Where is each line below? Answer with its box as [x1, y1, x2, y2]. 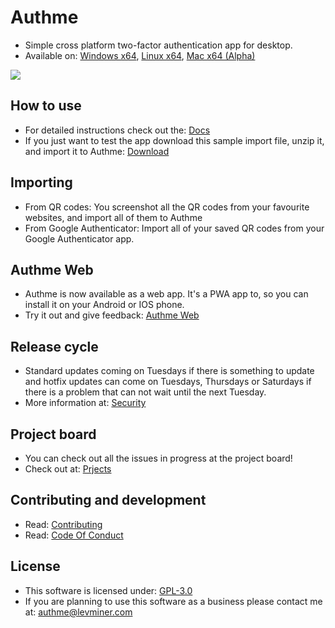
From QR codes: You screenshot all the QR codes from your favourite [24, 201, 310, 213]
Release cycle [10, 338, 99, 355]
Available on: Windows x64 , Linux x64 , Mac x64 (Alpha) [24, 49, 256, 61]
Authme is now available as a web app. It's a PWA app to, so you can [24, 288, 309, 300]
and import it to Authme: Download [24, 145, 170, 157]
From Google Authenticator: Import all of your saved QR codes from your [24, 222, 325, 234]
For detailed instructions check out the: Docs [24, 124, 211, 136]
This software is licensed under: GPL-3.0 [24, 584, 193, 596]
